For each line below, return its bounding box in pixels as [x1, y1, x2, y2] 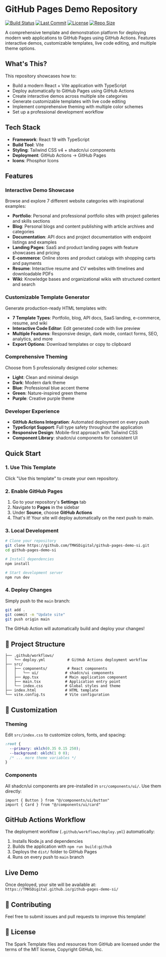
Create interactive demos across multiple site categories [12, 93, 128, 99]
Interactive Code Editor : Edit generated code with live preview [12, 325, 140, 331]
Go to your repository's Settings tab [12, 499, 87, 505]
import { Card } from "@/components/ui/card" [5, 802, 101, 807]
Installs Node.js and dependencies [12, 838, 83, 844]
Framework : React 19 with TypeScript [12, 136, 90, 142]
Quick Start [5, 449, 41, 457]
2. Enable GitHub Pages [5, 488, 63, 495]
